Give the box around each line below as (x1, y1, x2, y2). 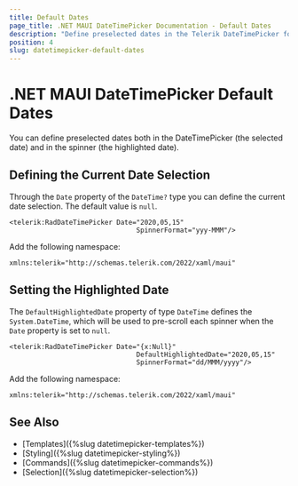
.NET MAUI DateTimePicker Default (9, 84, 273, 105)
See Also (9, 415, 59, 430)
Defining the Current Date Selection (9, 168, 211, 183)
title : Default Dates (9, 12, 90, 22)
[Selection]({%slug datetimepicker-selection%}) (21, 466, 199, 477)
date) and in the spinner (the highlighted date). (9, 142, 179, 153)
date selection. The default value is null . (9, 201, 158, 211)
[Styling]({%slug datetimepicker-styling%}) (21, 448, 181, 458)
